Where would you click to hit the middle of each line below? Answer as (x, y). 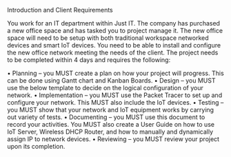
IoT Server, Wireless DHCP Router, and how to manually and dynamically (110, 132)
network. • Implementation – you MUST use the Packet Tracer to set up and (115, 95)
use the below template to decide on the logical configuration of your (105, 88)
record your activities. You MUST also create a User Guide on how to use (111, 124)
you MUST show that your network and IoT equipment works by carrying (111, 110)
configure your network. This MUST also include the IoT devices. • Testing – (115, 102)
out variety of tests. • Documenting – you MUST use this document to (106, 117)
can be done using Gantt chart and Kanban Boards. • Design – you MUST (111, 81)
